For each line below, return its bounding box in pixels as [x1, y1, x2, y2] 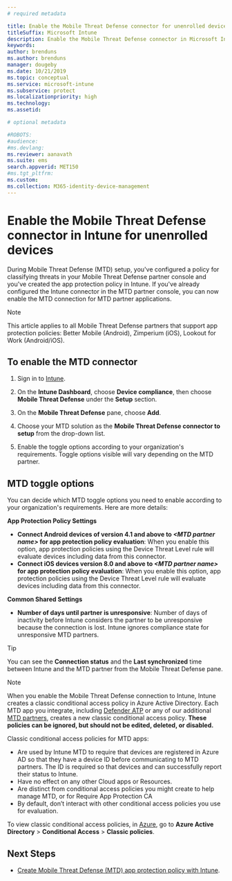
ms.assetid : [7, 107, 41, 114]
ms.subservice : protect [7, 87, 76, 94]
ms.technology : [7, 100, 51, 107]
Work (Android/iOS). [7, 336, 65, 344]
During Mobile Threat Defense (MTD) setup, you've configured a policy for [7, 265, 220, 274]
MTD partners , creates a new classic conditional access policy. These [7, 714, 207, 722]
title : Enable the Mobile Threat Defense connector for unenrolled [7, 22, 206, 30]
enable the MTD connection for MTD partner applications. [7, 294, 172, 303]
